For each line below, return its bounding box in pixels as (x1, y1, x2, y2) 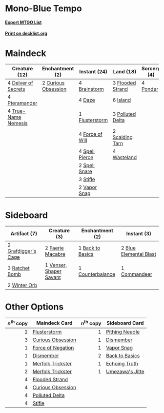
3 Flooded (112, 80, 136, 86)
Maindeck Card (36, 319, 73, 326)
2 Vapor (79, 184, 97, 191)
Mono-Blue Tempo (5, 3, 82, 14)
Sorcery (141, 65, 161, 72)
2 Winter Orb (7, 282, 38, 289)
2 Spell (79, 162, 95, 169)
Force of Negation (32, 344, 74, 351)
